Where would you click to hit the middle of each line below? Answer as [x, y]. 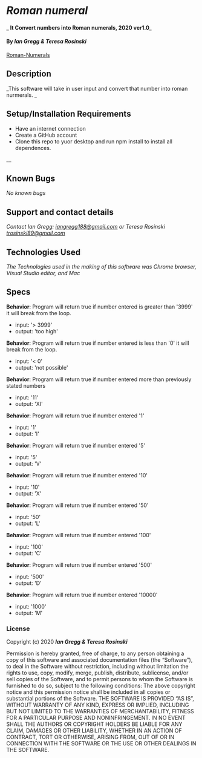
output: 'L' [28, 523]
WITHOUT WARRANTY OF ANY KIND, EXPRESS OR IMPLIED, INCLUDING [98, 705]
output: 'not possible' [41, 367]
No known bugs [26, 193]
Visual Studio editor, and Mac [43, 273]
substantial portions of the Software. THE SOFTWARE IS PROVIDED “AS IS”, [100, 699]
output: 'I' [27, 434]
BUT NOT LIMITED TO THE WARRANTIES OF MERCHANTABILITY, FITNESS [100, 711]
